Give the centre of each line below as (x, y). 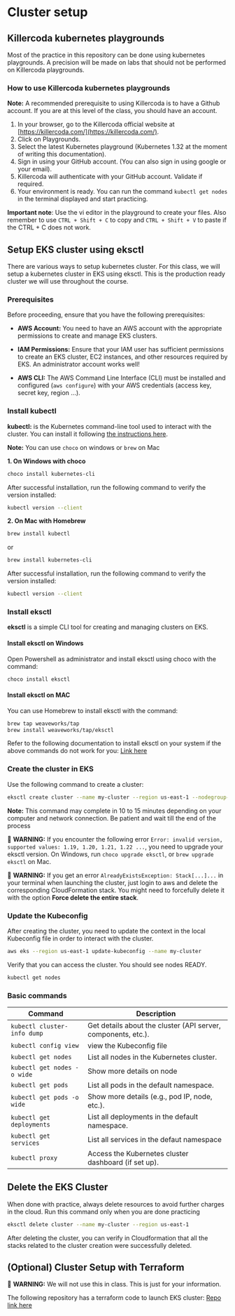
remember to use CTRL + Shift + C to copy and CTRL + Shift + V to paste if (117, 220)
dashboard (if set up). (123, 1162)
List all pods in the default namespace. (151, 1085)
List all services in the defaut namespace (155, 1139)
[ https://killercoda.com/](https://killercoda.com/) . (88, 132)
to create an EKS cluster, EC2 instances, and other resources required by (122, 357)
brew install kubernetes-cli (50, 560)
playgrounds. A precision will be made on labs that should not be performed (116, 62)
